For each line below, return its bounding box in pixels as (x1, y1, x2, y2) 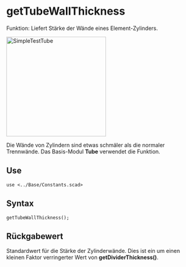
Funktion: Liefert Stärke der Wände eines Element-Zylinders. (6, 24, 159, 32)
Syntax (6, 199, 34, 209)
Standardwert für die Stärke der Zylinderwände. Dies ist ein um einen (6, 247, 181, 255)
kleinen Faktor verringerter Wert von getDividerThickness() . (6, 254, 159, 261)
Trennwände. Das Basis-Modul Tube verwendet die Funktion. (6, 148, 160, 155)
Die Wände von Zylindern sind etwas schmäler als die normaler (6, 141, 165, 148)
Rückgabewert (6, 231, 63, 241)
